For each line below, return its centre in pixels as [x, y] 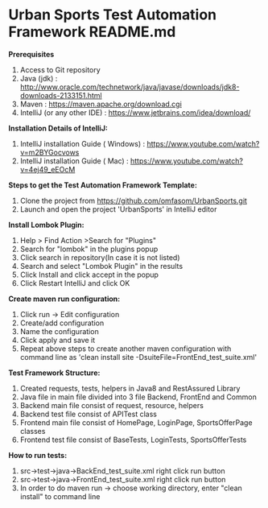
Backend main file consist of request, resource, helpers [111, 405]
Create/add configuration [62, 323]
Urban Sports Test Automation [113, 15]
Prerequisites [31, 54]
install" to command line [60, 496]
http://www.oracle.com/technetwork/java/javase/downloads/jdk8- [130, 87]
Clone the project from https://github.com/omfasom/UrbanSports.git [134, 200]
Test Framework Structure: [54, 373]
